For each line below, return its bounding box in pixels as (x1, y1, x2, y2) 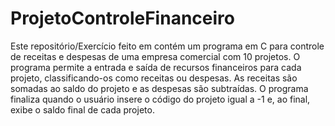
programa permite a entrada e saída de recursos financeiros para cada (10, 61, 302, 73)
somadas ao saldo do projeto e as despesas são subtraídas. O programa (10, 82, 309, 94)
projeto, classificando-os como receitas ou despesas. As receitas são (10, 72, 298, 84)
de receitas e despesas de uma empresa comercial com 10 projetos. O (10, 50, 301, 62)
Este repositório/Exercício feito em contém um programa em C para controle (10, 40, 325, 52)
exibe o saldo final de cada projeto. (10, 103, 155, 116)
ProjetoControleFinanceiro (10, 7, 235, 30)
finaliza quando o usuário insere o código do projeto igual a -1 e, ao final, (10, 93, 311, 105)
